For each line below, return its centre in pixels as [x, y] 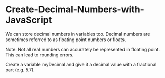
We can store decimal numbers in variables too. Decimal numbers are [78, 34]
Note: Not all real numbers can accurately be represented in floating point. [83, 49]
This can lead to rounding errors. [39, 55]
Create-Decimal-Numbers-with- [75, 9]
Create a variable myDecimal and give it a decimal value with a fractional [81, 64]
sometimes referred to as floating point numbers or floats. [66, 40]
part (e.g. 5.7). [20, 70]
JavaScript [29, 20]
